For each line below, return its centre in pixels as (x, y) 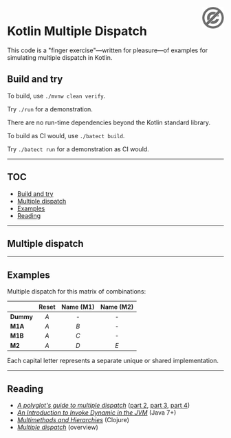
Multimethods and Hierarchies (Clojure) (73, 420)
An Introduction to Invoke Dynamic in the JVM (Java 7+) (97, 413)
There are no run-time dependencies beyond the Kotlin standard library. (109, 122)
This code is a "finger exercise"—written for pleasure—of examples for (108, 50)
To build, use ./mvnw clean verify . (56, 96)
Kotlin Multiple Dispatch (77, 31)
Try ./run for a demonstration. (50, 109)
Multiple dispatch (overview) (57, 427)
